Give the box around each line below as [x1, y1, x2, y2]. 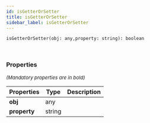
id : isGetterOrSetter [6, 8, 60, 15]
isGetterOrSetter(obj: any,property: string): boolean [6, 36, 145, 42]
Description [67, 88, 101, 96]
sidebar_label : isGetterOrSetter [6, 19, 89, 25]
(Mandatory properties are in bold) [6, 74, 85, 81]
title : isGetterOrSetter [6, 14, 68, 20]
